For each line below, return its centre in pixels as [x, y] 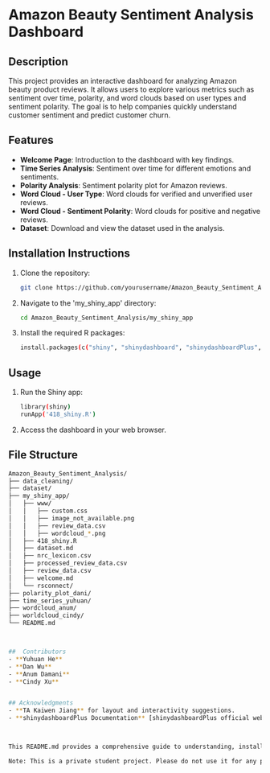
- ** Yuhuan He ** [35, 659]
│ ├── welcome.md [41, 578]
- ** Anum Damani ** [39, 674]
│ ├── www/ [30, 504]
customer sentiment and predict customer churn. [90, 115]
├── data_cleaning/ [41, 481]
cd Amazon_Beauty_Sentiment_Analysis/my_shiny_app [106, 318]
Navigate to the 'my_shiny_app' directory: [88, 302]
